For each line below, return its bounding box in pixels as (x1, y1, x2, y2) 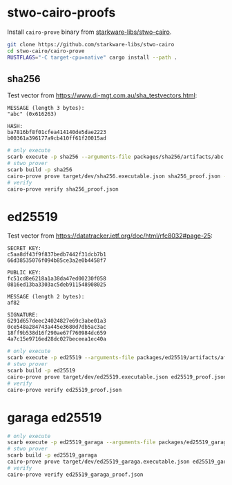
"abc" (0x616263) (7, 111, 57, 118)
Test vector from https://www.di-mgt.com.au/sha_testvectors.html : (7, 91, 197, 99)
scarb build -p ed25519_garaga (7, 452, 97, 459)
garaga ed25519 (7, 410, 102, 426)
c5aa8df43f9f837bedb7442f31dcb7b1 (7, 251, 107, 258)
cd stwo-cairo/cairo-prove (7, 47, 85, 55)
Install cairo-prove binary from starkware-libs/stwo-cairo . (7, 28, 172, 36)
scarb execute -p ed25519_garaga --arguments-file (7, 439, 156, 446)
